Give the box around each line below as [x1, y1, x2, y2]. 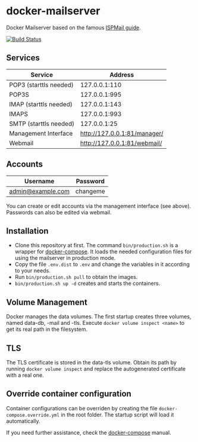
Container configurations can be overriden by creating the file [6, 404, 158, 412]
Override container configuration [6, 389, 132, 399]
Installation [6, 226, 49, 236]
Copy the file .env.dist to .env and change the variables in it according [14, 261, 190, 268]
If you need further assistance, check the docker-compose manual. [6, 429, 171, 436]
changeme [75, 187, 105, 195]
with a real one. [6, 372, 44, 379]
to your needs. [14, 267, 51, 274]
